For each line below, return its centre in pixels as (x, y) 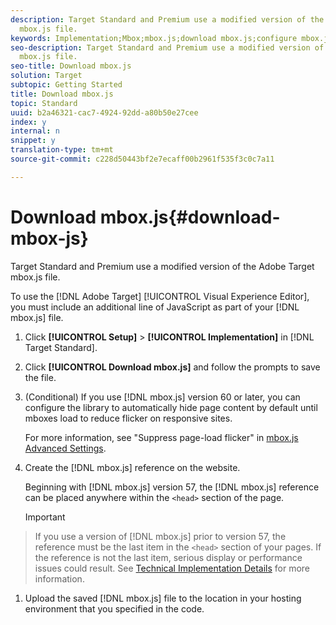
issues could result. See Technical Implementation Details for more (172, 568)
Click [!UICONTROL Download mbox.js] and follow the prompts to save (172, 367)
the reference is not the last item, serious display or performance (168, 557)
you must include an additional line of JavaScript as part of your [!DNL (155, 307)
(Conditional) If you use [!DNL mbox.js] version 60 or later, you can (162, 397)
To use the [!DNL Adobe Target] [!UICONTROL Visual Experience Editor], (160, 296)
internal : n (35, 131)
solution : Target (46, 76)
